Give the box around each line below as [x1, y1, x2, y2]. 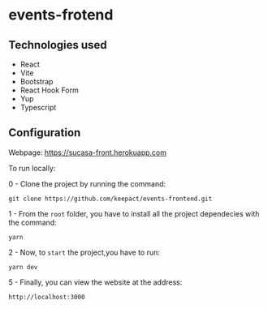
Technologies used [8, 38, 107, 52]
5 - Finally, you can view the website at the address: [8, 277, 183, 287]
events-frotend [8, 6, 114, 24]
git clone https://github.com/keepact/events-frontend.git [8, 195, 213, 203]
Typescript [19, 103, 57, 112]
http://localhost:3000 [8, 293, 85, 301]
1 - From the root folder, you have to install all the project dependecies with [8, 208, 260, 218]
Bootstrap [19, 77, 54, 86]
